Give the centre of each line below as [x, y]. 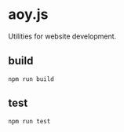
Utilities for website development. [62, 36]
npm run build [31, 79]
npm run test [29, 121]
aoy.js [28, 15]
